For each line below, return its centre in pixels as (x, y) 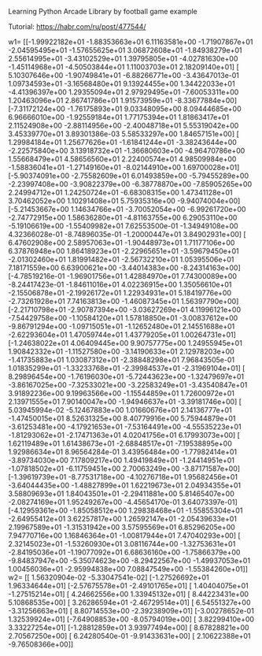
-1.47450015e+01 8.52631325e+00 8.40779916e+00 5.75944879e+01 (122, 418)
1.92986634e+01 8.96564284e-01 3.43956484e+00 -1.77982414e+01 (123, 452)
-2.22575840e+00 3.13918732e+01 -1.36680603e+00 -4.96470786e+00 (127, 150)
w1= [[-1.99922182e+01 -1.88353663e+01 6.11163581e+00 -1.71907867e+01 (131, 42)
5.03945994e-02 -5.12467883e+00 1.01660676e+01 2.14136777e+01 (120, 410)
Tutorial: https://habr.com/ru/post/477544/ (77, 26)
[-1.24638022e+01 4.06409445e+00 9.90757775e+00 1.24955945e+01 (125, 343)
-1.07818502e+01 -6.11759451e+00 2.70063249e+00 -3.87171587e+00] (124, 469)
